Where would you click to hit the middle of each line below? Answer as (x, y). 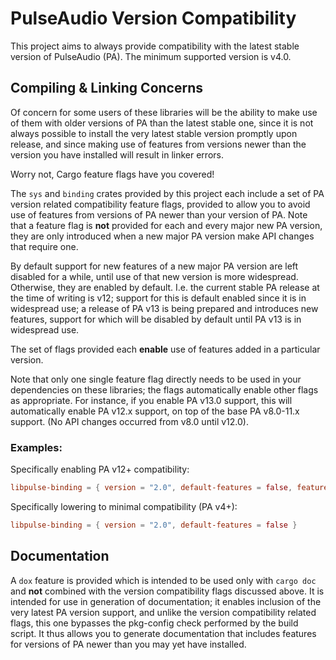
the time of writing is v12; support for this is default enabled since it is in (158, 298)
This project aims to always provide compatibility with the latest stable (155, 46)
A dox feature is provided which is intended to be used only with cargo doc (163, 580)
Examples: (36, 447)
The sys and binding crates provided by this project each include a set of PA (167, 193)
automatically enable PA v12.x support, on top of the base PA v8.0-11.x (155, 411)
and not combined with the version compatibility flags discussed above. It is (167, 591)
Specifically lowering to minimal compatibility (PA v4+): (124, 506)
